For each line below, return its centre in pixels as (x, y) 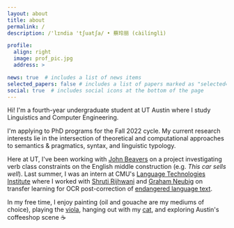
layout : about (28, 14)
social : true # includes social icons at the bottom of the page (106, 90)
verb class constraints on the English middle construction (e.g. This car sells (117, 167)
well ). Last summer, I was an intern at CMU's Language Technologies (106, 174)
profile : (20, 46)
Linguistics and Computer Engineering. (63, 117)
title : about (26, 20)
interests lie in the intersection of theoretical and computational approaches (116, 138)
